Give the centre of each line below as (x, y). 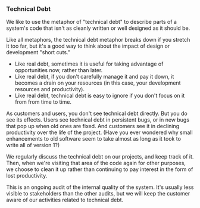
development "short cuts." (38, 52)
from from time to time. (43, 102)
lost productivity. (27, 176)
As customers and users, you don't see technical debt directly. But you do (97, 114)
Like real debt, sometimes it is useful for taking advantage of (89, 64)
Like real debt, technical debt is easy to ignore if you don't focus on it (100, 96)
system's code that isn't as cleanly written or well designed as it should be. (98, 28)
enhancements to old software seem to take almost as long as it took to (94, 139)
